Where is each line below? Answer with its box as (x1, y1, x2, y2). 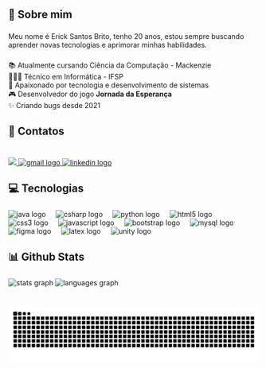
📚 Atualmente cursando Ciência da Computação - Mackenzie (8, 60, 212, 70)
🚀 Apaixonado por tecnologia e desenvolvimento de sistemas (8, 80, 209, 90)
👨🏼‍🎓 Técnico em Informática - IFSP (8, 72, 123, 82)
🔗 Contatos (8, 124, 65, 138)
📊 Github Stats (8, 250, 85, 264)
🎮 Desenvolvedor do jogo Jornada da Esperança (8, 89, 173, 99)
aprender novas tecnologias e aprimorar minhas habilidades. (8, 41, 207, 50)
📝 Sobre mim (8, 8, 73, 21)
